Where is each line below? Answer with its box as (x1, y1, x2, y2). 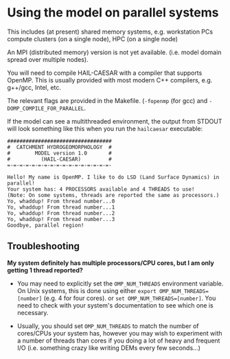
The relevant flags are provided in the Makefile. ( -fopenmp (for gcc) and (7, 96, 208, 104)
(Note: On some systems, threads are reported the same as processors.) (7, 192, 220, 198)
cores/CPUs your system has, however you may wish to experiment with (16, 329, 222, 337)
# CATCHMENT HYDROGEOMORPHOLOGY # (7, 143, 112, 150)
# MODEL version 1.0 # (7, 150, 112, 157)
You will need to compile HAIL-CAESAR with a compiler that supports (7, 69, 203, 77)
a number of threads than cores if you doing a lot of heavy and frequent (16, 336, 220, 345)
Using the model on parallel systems (7, 5, 219, 21)
